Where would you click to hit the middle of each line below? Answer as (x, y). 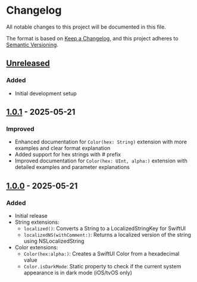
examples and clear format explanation (62, 148)
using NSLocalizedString (54, 241)
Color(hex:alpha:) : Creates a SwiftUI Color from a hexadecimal (101, 254)
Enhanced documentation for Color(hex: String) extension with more (101, 142)
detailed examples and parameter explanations (72, 167)
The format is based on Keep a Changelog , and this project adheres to (92, 38)
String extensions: (37, 222)
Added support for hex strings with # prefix (68, 155)
